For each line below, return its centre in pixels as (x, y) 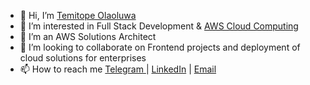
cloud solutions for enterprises (83, 58)
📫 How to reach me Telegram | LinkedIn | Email (118, 69)
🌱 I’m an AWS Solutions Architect (88, 36)
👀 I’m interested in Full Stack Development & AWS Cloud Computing (159, 26)
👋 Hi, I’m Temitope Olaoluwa (78, 15)
